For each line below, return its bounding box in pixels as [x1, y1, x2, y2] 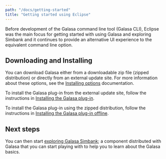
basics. [5, 149, 20, 155]
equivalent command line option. [5, 42, 73, 48]
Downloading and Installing [5, 56, 93, 65]
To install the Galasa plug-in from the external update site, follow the [5, 90, 146, 96]
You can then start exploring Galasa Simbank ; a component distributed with [5, 138, 161, 144]
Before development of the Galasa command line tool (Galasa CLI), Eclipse [5, 26, 159, 32]
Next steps [5, 125, 40, 133]
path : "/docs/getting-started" [5, 7, 71, 13]
